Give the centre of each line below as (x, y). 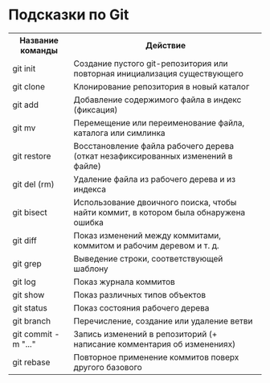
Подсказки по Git (69, 15)
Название (39, 40)
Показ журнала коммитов (124, 282)
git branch (32, 321)
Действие (166, 45)
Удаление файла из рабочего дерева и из (154, 179)
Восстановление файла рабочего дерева (154, 146)
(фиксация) (96, 109)
